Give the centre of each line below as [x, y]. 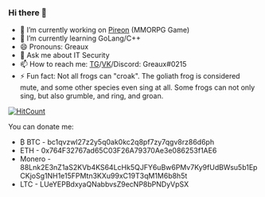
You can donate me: [41, 127]
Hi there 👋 [28, 13]
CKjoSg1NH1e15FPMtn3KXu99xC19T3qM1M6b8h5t [103, 176]
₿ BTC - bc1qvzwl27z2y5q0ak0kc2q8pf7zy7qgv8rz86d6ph [117, 142]
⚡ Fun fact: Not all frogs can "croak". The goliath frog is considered [130, 76]
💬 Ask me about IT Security [64, 56]
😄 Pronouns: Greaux [54, 47]
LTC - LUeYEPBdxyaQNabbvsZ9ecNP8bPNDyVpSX [104, 184]
